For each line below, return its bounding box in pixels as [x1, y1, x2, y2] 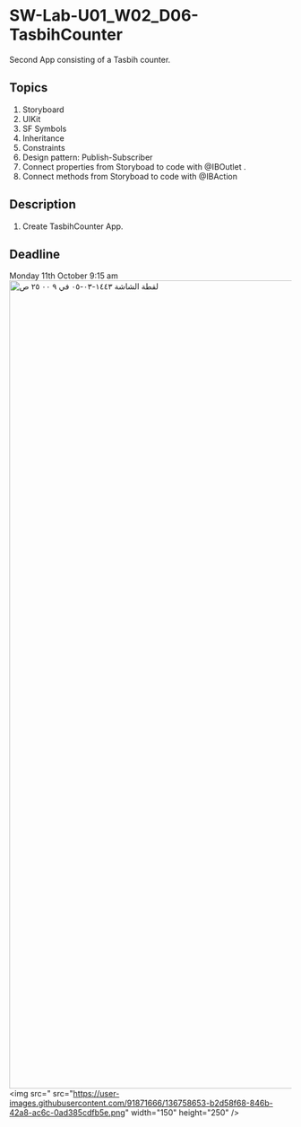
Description [9, 197, 76, 212]
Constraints [21, 142, 65, 153]
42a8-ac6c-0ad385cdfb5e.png [9, 1107, 125, 1118]
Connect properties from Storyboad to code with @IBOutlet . [21, 161, 246, 172]
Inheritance [21, 132, 65, 144]
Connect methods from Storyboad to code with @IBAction [21, 171, 237, 181]
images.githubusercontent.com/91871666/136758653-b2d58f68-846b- [9, 1097, 273, 1109]
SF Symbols [21, 123, 67, 134]
